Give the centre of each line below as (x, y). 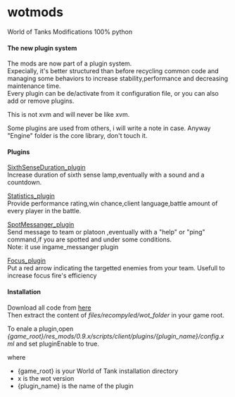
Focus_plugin (27, 260)
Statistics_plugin (31, 196)
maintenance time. (34, 86)
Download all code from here (49, 308)
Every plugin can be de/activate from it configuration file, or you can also (113, 94)
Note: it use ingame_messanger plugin (63, 247)
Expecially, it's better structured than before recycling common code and (113, 71)
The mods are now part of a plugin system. (70, 63)
